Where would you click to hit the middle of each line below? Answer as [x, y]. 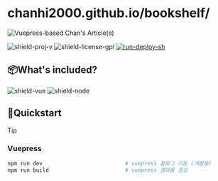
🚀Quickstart [34, 113]
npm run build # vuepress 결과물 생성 [98, 170]
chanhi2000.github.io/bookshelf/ [109, 13]
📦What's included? [53, 70]
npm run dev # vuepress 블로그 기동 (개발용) [109, 163]
